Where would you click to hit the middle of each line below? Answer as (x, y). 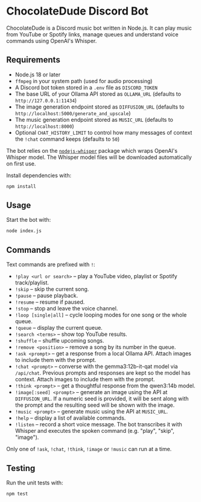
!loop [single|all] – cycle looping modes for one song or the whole (101, 315)
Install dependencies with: (39, 175)
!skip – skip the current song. (52, 289)
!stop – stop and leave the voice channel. (66, 309)
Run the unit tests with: (35, 483)
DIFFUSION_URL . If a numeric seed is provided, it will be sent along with (102, 399)
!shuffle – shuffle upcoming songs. (59, 341)
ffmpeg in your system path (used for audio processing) (84, 81)
